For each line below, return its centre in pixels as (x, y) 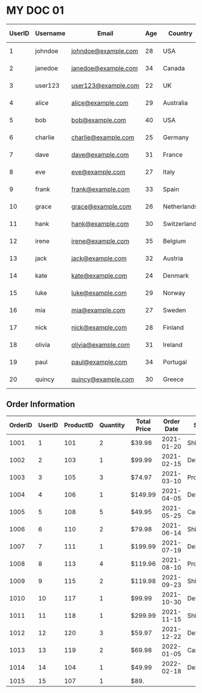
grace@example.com (101, 206)
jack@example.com (99, 258)
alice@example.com (100, 103)
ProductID (79, 425)
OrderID (21, 425)
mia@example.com (98, 310)
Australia (176, 103)
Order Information (41, 404)
